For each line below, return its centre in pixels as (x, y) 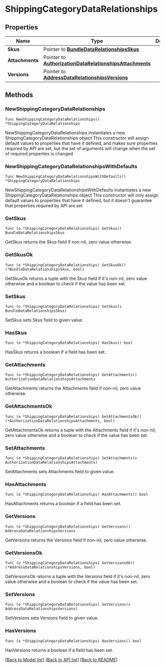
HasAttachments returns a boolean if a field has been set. (63, 504)
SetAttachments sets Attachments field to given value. (60, 472)
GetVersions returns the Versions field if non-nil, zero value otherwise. (76, 540)
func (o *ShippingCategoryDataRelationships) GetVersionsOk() (70, 563)
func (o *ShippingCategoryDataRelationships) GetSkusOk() (66, 265)
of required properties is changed (39, 153)
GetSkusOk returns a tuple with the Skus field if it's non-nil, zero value (76, 278)
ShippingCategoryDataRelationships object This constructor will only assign (82, 195)
